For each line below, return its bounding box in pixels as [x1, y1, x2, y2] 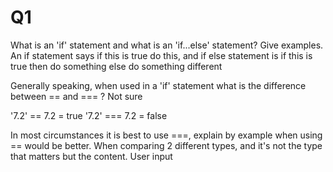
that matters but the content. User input [10, 150, 173, 162]
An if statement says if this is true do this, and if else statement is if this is [10, 49, 313, 61]
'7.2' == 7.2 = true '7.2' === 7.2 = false [10, 109, 168, 121]
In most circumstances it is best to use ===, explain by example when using [10, 129, 323, 141]
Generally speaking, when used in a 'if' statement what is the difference [10, 79, 307, 91]
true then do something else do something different [10, 60, 223, 72]
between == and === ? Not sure [10, 90, 143, 102]
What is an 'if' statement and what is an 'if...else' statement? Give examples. [10, 39, 324, 51]
